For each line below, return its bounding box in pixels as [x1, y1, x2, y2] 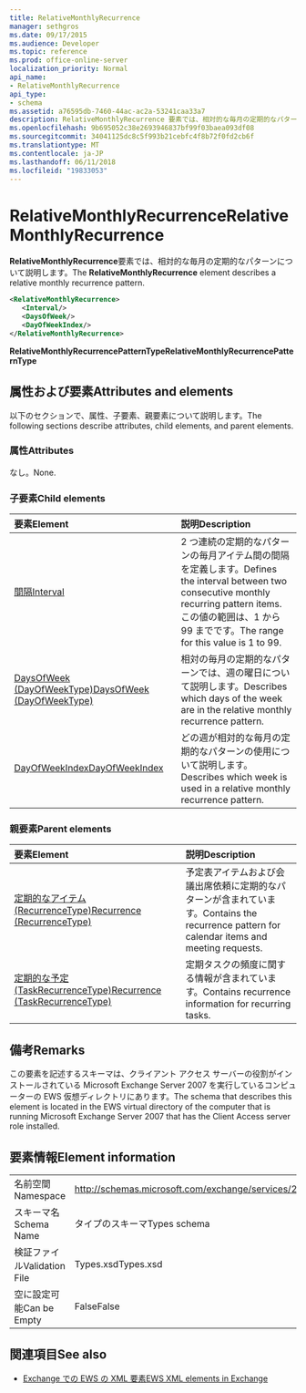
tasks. [185, 1009, 211, 1022]
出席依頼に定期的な [194, 880, 278, 893]
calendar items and [185, 931, 268, 944]
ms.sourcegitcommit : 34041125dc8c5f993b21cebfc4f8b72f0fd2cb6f [9, 132, 255, 141]
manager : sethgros [9, 22, 79, 31]
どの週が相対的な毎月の [180, 731, 282, 744]
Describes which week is [180, 771, 288, 784]
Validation [23, 1260, 66, 1273]
